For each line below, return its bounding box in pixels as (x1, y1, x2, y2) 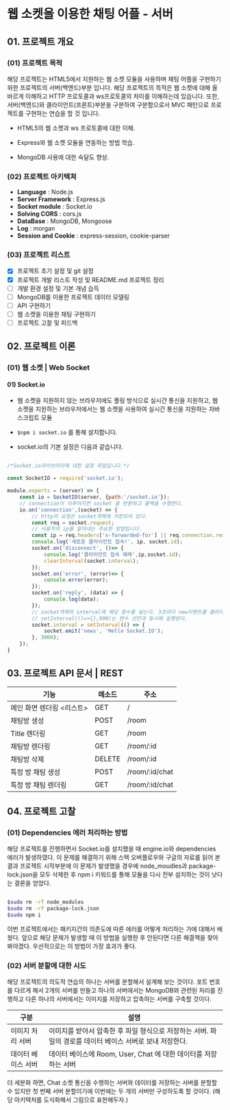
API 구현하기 (16, 301, 51, 310)
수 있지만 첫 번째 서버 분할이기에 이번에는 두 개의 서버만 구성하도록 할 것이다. (7, 1087, 212, 1096)
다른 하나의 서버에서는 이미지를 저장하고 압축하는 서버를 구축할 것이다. (25, 995, 212, 1003)
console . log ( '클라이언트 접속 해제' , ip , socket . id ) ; (43, 551, 181, 558)
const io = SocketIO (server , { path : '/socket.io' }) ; (19, 494, 170, 501)
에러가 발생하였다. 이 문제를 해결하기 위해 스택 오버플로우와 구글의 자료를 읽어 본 (7, 853, 221, 862)
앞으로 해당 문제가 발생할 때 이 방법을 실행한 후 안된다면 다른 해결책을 (21, 934, 206, 942)
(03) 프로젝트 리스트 (7, 250, 71, 259)
